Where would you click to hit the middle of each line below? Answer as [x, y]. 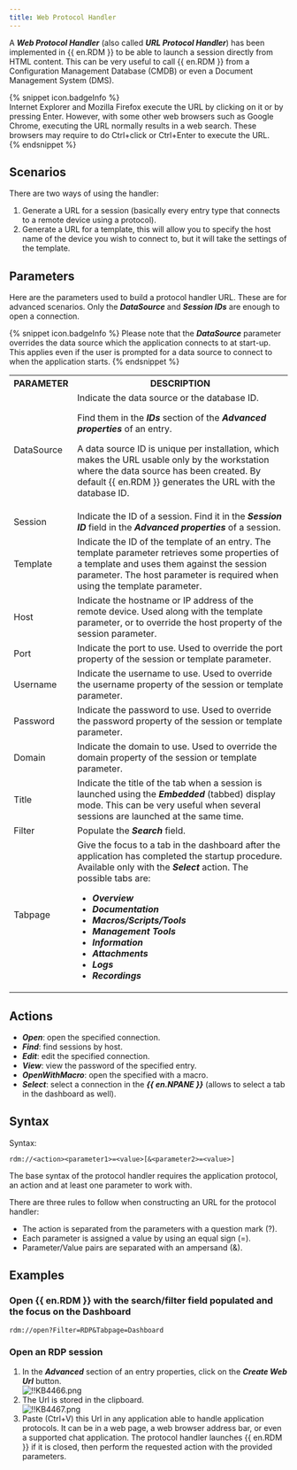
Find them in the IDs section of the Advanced [171, 418]
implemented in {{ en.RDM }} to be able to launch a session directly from [141, 52]
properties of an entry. [124, 429]
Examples [37, 1276]
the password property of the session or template [179, 721]
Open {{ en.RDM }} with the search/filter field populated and [141, 1301]
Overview [113, 898]
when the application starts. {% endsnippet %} [94, 362]
